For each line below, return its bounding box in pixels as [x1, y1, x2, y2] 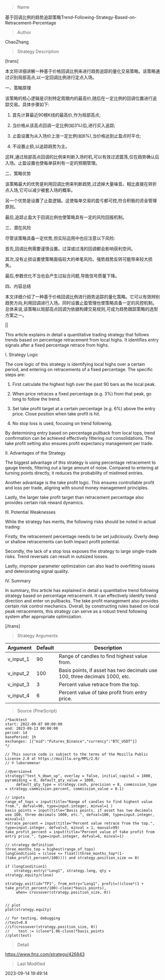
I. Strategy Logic [5, 352, 38, 357]
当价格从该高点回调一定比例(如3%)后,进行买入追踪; [12, 123, 115, 128]
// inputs [5, 795, 26, 800]
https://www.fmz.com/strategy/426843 [5, 951, 85, 957]
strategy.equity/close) [5, 873, 54, 877]
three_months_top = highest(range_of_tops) [5, 847, 96, 852]
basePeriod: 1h [5, 735, 36, 739]
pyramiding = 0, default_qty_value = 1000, [5, 778, 96, 783]
